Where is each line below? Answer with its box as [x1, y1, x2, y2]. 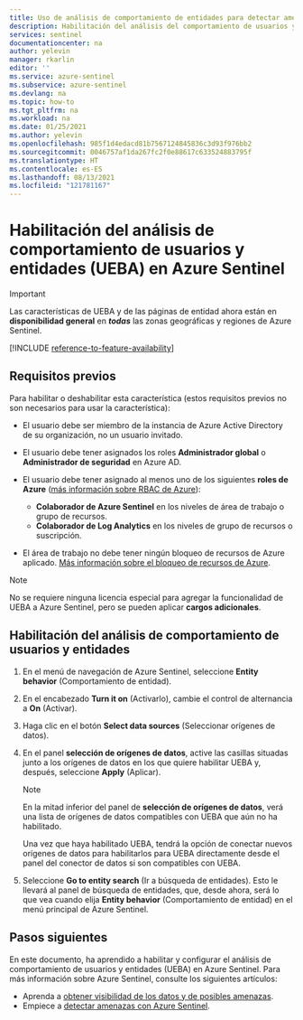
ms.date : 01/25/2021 [9, 123, 87, 132]
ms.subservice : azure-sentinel [9, 80, 127, 89]
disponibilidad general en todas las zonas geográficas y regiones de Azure [9, 315, 292, 326]
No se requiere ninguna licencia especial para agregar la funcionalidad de [9, 592, 284, 603]
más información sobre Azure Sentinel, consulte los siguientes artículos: [9, 973, 278, 984]
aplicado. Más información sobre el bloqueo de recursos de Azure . [22, 557, 271, 567]
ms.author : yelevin [9, 131, 83, 140]
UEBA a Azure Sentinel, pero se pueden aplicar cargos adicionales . [9, 602, 262, 613]
